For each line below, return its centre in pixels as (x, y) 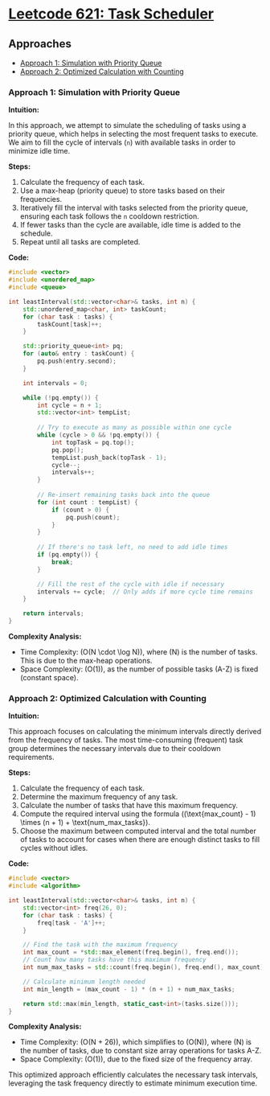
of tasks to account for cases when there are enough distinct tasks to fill (139, 839)
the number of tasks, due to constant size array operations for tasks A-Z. (141, 1051)
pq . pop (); (67, 450)
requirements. (31, 757)
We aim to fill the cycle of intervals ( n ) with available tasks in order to (122, 142)
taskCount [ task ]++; (70, 324)
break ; (62, 562)
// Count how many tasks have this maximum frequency (115, 960)
